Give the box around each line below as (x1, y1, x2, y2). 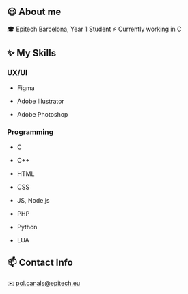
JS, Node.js (16, 196, 50, 204)
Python (16, 223, 38, 231)
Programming (7, 127, 53, 137)
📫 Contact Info (7, 257, 73, 269)
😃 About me (7, 6, 62, 18)
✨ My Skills (7, 47, 57, 59)
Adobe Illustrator (16, 97, 65, 105)
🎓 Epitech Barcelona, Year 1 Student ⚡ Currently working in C (7, 25, 182, 33)
